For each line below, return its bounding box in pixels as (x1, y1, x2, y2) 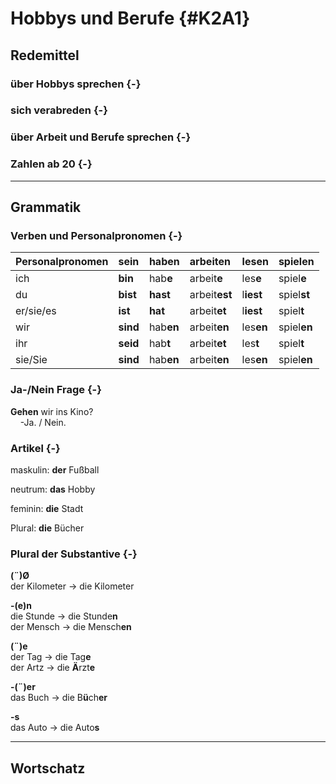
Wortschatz (10, 760, 86, 777)
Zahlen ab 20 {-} (10, 157, 93, 171)
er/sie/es (15, 304, 57, 318)
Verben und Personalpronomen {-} (10, 228, 183, 242)
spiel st (278, 288, 311, 302)
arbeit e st (189, 288, 233, 302)
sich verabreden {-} (10, 103, 108, 117)
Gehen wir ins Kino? (10, 405, 94, 417)
